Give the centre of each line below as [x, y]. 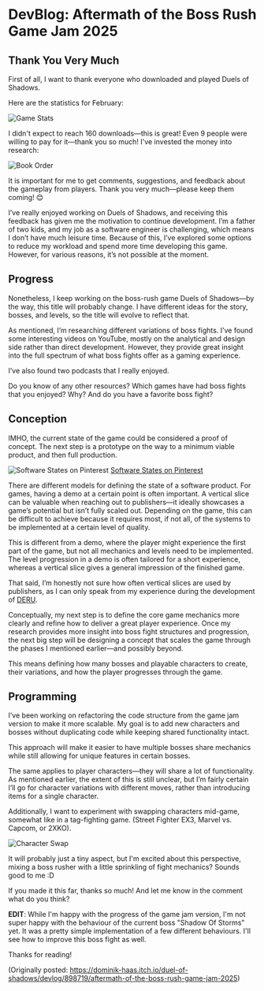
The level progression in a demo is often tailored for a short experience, [124, 559]
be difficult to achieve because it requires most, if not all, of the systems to [129, 518]
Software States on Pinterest [156, 470]
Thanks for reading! [40, 955]
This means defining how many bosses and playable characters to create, [128, 663]
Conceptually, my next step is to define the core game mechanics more [124, 614]
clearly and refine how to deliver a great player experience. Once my [119, 623]
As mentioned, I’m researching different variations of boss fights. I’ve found [131, 330]
